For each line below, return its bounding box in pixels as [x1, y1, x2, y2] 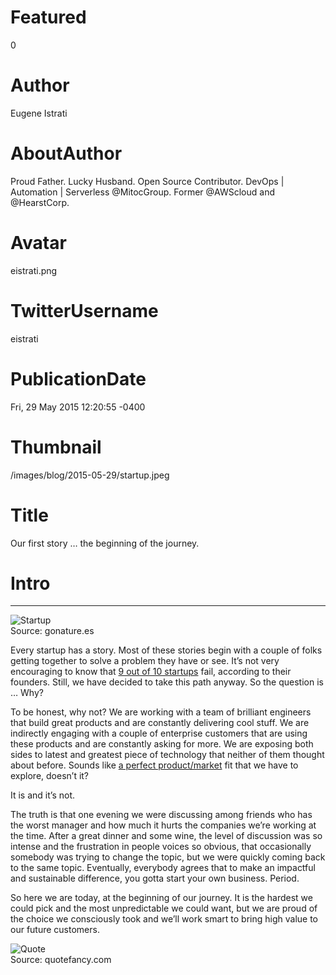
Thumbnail [10, 436, 102, 458]
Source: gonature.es [10, 625, 95, 637]
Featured [10, 6, 87, 29]
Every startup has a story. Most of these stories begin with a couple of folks [10, 644, 323, 656]
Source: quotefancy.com [10, 954, 112, 966]
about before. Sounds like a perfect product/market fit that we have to [10, 759, 299, 771]
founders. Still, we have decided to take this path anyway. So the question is [10, 676, 324, 688]
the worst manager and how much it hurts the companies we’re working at [10, 819, 317, 831]
